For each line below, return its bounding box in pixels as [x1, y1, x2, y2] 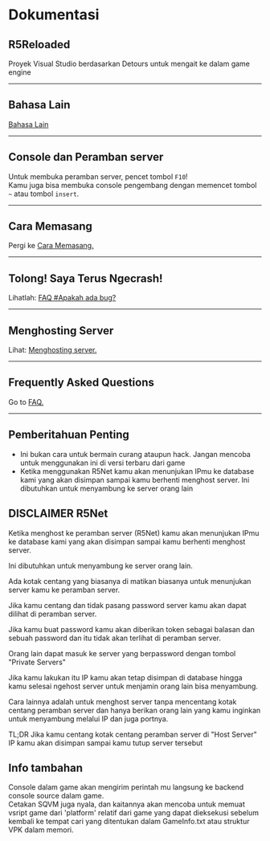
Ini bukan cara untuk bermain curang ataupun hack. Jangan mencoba [19, 449, 251, 459]
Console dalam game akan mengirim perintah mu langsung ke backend [8, 782, 244, 792]
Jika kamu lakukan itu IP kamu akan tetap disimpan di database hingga [8, 672, 243, 682]
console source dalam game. [8, 791, 104, 801]
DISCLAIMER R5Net [8, 507, 108, 521]
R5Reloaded [8, 38, 71, 51]
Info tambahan [8, 761, 83, 774]
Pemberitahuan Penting [8, 428, 130, 442]
